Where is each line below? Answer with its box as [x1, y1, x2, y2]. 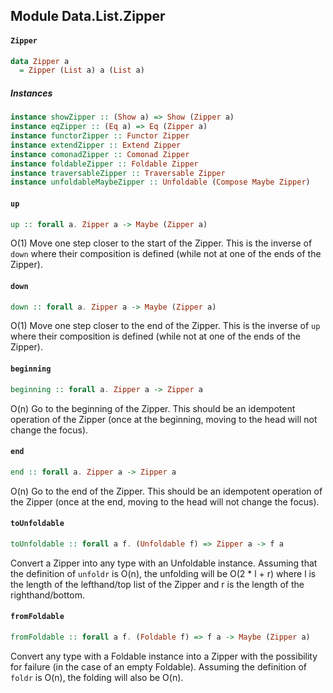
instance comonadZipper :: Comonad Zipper [10, 149, 190, 159]
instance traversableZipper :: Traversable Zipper [10, 168, 226, 178]
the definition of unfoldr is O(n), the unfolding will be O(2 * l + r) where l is [10, 567, 317, 579]
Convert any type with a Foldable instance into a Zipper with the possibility [10, 650, 318, 662]
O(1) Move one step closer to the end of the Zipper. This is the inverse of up [10, 320, 321, 332]
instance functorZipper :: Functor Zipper [10, 131, 190, 141]
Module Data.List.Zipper [10, 8, 166, 25]
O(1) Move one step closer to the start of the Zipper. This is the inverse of [10, 237, 313, 249]
